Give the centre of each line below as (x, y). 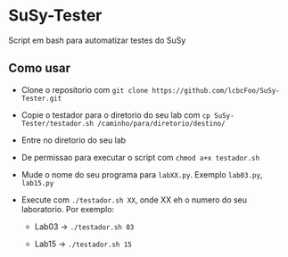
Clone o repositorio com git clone (85, 89)
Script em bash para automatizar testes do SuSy (97, 40)
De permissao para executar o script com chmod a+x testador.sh (140, 157)
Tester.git (41, 98)
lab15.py (37, 183)
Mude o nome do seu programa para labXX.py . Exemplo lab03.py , (142, 174)
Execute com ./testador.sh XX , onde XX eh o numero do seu (134, 199)
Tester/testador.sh (58, 123)
